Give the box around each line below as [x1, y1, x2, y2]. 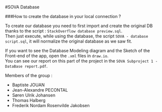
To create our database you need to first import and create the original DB [5, 23, 153, 29]
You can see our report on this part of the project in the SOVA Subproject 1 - [5, 58, 158, 64]
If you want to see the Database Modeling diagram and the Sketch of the [5, 48, 150, 53]
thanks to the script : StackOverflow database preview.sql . [5, 28, 123, 33]
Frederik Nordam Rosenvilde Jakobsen [12, 103, 90, 108]
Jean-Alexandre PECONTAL [12, 87, 68, 93]
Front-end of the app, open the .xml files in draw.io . [5, 53, 109, 59]
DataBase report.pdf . [5, 63, 48, 69]
